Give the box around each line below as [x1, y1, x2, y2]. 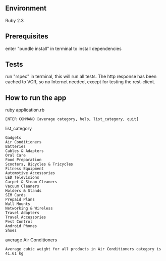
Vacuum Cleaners [5, 184, 39, 189]
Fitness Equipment [5, 166, 44, 171]
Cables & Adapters [5, 148, 44, 153]
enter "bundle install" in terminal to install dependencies [5, 45, 122, 51]
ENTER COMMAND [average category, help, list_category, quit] [5, 117, 139, 122]
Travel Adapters [5, 211, 39, 216]
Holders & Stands [5, 188, 42, 193]
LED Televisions [5, 175, 39, 180]
